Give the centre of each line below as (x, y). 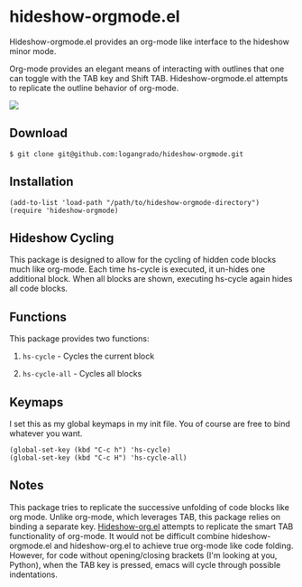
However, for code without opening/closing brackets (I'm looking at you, (143, 555)
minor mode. (33, 51)
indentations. (34, 574)
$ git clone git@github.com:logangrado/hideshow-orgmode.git (127, 154)
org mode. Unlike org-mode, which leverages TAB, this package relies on (145, 517)
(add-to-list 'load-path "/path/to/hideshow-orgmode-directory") (134, 202)
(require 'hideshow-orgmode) (64, 210)
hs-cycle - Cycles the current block (88, 356)
